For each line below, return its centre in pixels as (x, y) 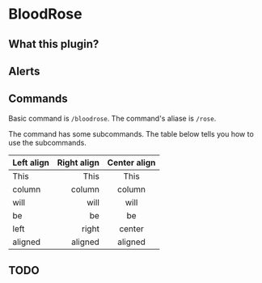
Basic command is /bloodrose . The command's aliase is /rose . (112, 118)
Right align (78, 163)
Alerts (24, 71)
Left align (31, 163)
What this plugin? (54, 44)
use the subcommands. (48, 142)
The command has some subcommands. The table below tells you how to (131, 133)
